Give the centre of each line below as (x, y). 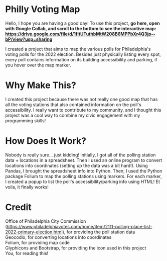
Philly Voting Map (43, 9)
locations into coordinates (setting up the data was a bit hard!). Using (76, 165)
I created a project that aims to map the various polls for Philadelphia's (78, 49)
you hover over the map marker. (38, 65)
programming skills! (26, 120)
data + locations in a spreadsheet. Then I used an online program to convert (84, 160)
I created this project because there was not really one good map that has (81, 99)
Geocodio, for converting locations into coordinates (58, 237)
